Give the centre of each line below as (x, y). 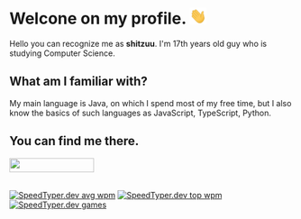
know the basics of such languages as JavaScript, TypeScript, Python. (141, 113)
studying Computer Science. (62, 53)
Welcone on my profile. (98, 18)
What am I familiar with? (79, 82)
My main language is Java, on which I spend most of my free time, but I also (150, 103)
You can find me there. (74, 141)
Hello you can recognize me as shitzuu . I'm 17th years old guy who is (138, 44)
